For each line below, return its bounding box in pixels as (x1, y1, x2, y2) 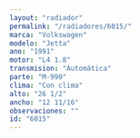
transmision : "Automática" (9, 64, 112, 74)
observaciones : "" (9, 106, 79, 115)
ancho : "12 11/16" (9, 97, 79, 107)
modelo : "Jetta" (9, 38, 71, 48)
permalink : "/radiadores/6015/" (9, 22, 132, 31)
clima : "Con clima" (9, 81, 84, 90)
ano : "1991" (9, 47, 55, 56)
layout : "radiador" (9, 13, 84, 23)
